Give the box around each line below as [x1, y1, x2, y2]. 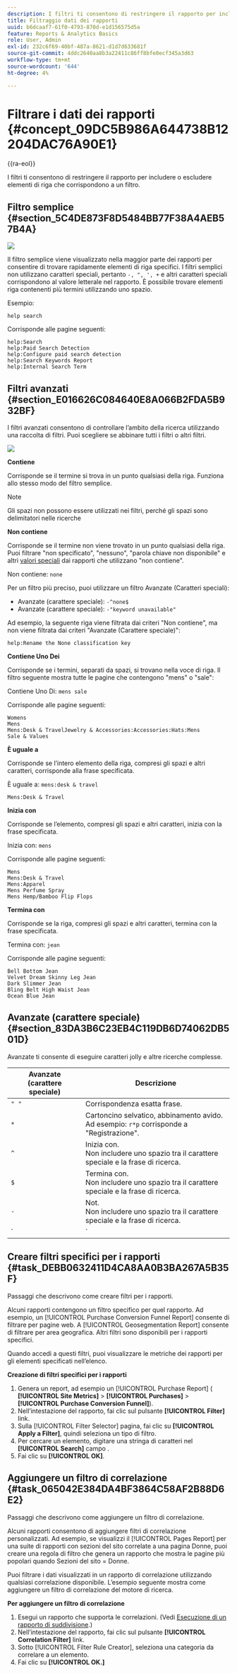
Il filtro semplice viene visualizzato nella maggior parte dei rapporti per [7, 255, 212, 264]
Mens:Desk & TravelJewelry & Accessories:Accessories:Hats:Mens [7, 727, 200, 734]
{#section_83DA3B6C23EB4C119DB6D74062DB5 [7, 1022, 230, 1035]
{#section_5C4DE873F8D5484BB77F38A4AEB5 [7, 212, 225, 224]
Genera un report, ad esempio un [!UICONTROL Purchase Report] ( [17, 1384, 213, 1393]
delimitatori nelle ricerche [7, 514, 82, 523]
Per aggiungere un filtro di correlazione [7, 1599, 125, 1607]
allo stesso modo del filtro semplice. [7, 479, 113, 487]
